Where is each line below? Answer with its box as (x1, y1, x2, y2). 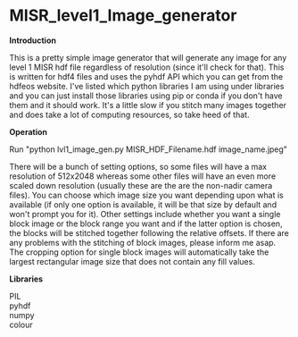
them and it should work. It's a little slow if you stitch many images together (9, 99, 287, 110)
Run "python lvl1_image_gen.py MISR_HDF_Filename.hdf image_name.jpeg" (9, 144, 288, 155)
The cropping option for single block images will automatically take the (9, 247, 269, 257)
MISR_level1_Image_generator (9, 5, 237, 26)
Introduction (9, 35, 56, 46)
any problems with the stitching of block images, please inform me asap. (9, 237, 277, 248)
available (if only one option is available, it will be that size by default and (9, 198, 277, 210)
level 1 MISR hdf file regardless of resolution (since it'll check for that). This (9, 62, 285, 72)
